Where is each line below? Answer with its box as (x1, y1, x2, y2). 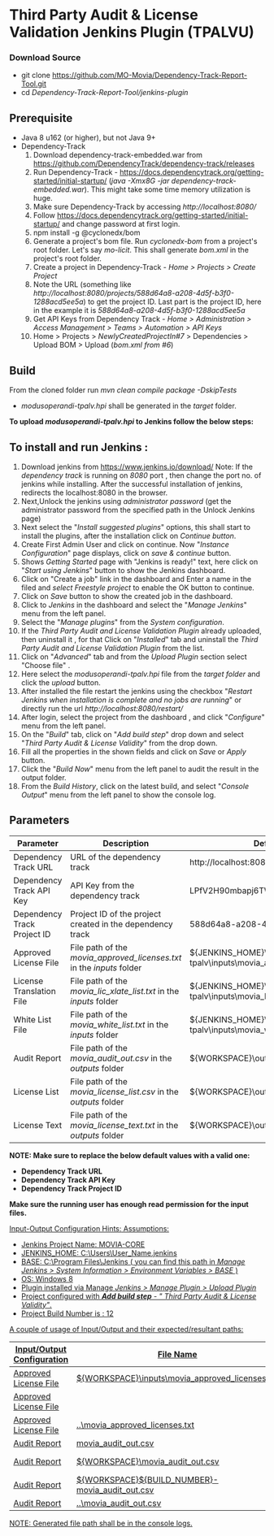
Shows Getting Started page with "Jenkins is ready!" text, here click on (20, 557, 259, 566)
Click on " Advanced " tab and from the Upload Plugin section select (20, 652, 247, 662)
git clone (20, 71, 51, 80)
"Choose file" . (20, 660, 71, 670)
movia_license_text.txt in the (69, 1119, 179, 1130)
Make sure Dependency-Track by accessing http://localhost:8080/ (33, 202, 257, 212)
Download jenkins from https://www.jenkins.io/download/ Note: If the (20, 462, 253, 471)
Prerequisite (9, 111, 73, 125)
